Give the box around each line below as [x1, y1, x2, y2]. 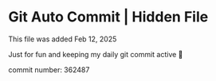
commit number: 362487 [8, 64, 90, 75]
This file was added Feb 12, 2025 [8, 34, 117, 44]
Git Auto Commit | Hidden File [8, 8, 209, 26]
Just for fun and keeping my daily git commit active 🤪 [8, 49, 183, 59]
